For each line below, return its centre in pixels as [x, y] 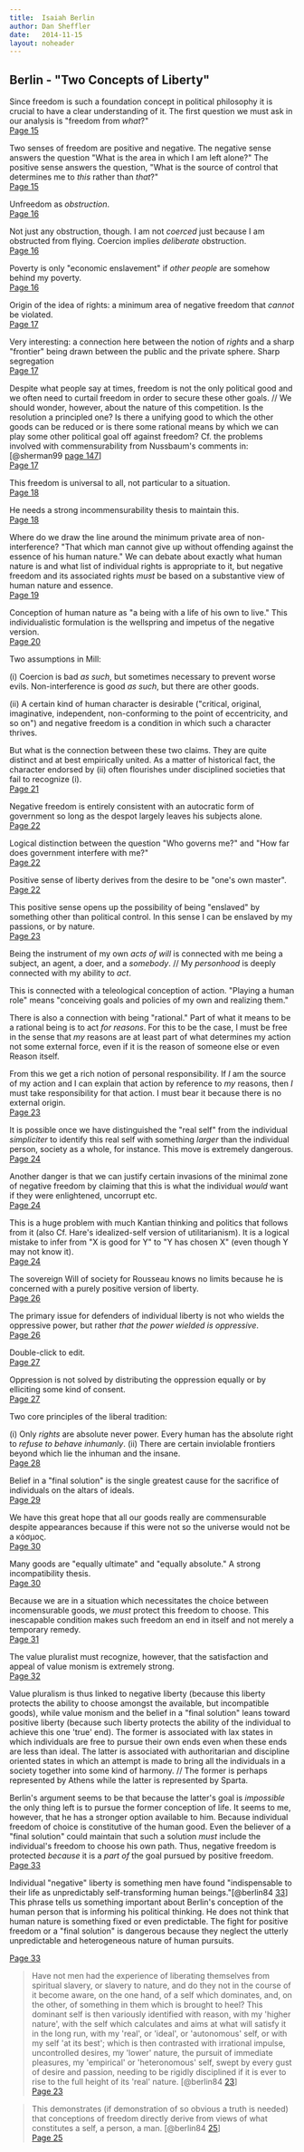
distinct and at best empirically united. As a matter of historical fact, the [142, 760]
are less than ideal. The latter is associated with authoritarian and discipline [150, 1751]
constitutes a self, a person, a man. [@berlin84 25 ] [126, 2128]
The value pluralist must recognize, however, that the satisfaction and [139, 1657]
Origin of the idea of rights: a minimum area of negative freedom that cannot [152, 305]
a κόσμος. [28, 1536]
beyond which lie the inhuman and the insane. [95, 1454]
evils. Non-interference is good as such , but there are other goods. [134, 686]
